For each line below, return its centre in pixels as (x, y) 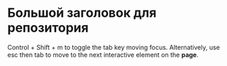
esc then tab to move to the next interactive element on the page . (103, 55)
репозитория (48, 28)
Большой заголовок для (82, 13)
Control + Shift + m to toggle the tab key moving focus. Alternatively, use (113, 47)
